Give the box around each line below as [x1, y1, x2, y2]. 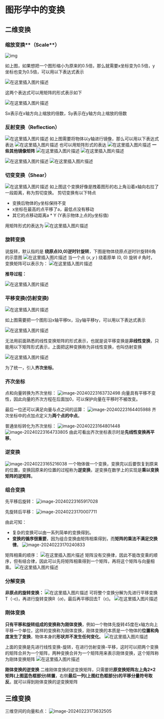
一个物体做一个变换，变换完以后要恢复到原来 [68, 461, 159, 466]
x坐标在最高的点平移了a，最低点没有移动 [12, 206, 94, 212]
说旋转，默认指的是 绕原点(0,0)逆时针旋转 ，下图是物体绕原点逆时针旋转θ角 [5, 248, 156, 254]
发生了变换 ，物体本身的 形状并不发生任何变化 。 [9, 634, 103, 639]
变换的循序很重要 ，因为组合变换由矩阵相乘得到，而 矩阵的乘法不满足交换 [12, 535, 158, 541]
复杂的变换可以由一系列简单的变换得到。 [12, 529, 94, 535]
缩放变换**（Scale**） [5, 41, 60, 48]
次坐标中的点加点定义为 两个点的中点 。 [5, 413, 82, 419]
